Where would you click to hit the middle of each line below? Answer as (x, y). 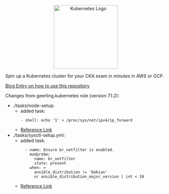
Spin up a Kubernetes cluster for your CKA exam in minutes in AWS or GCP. (85, 76)
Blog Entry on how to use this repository (47, 86)
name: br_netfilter (55, 159)
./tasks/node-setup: (33, 105)
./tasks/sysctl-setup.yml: (39, 135)
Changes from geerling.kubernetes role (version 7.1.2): (62, 96)
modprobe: (40, 154)
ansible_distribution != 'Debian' (71, 172)
